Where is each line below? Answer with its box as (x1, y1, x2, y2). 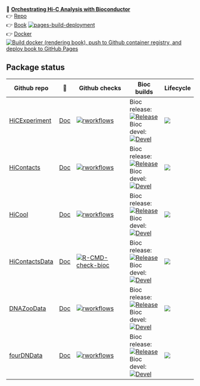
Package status (6, 63, 65, 73)
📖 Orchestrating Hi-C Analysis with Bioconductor (6, 6, 131, 13)
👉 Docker (6, 30, 32, 37)
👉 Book (6, 21, 27, 28)
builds (135, 87, 154, 95)
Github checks (79, 84, 121, 92)
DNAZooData (9, 304, 46, 313)
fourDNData (9, 351, 43, 359)
